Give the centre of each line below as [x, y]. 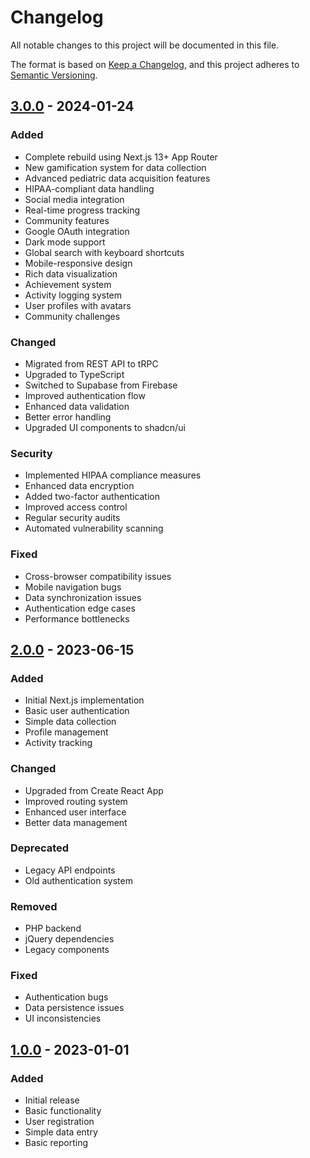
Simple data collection [70, 722]
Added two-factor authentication [92, 497]
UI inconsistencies [63, 1018]
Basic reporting [56, 1143]
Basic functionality [63, 1111]
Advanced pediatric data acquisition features [117, 178]
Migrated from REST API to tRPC [91, 363]
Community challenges [72, 316]
